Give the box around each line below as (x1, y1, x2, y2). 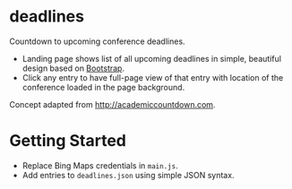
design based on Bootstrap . (21, 63, 125, 73)
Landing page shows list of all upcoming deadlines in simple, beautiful (21, 53, 282, 64)
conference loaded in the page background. (21, 82, 185, 92)
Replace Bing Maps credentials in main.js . (21, 159, 178, 171)
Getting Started (9, 131, 127, 151)
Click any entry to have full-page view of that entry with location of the (21, 72, 284, 82)
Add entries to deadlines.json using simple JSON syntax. (21, 169, 235, 180)
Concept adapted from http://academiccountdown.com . (9, 99, 216, 109)
